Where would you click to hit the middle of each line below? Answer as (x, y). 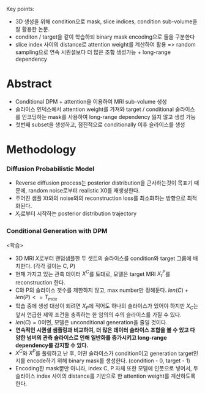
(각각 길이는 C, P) (54, 265)
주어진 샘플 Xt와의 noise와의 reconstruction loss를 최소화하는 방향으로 (100, 198)
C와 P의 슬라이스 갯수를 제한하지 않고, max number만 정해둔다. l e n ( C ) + (102, 290)
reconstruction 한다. (40, 282)
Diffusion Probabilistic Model (50, 169)
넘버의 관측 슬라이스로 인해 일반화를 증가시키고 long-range (97, 337)
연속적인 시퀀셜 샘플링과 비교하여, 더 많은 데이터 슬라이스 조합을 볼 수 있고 (102, 330)
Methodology (41, 150)
